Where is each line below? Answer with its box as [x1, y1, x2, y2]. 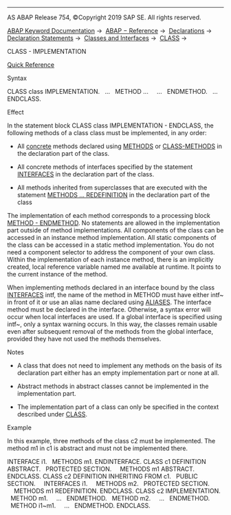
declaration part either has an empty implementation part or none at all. [16, 369, 219, 376]
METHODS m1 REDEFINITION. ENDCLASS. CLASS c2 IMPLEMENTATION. [13, 487, 221, 495]
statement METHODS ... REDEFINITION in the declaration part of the [16, 191, 210, 199]
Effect [7, 108, 24, 116]
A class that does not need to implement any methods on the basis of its [16, 361, 222, 370]
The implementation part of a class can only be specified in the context [16, 403, 219, 411]
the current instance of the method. [7, 270, 108, 278]
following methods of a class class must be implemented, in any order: [7, 129, 208, 137]
